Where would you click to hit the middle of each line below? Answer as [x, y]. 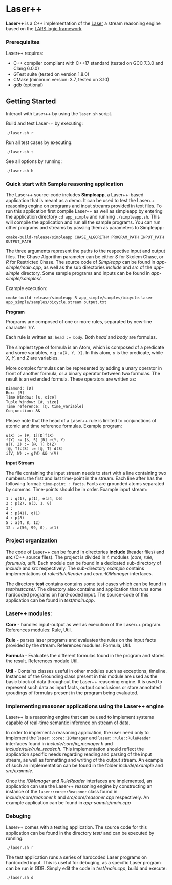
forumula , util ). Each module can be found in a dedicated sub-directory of [84, 563]
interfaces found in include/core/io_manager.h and [59, 744]
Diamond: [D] [20, 389]
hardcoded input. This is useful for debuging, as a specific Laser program [83, 862]
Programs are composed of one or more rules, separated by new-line [79, 322]
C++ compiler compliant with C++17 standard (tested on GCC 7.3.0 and [88, 63]
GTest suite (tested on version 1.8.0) [51, 74]
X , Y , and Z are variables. [33, 358]
